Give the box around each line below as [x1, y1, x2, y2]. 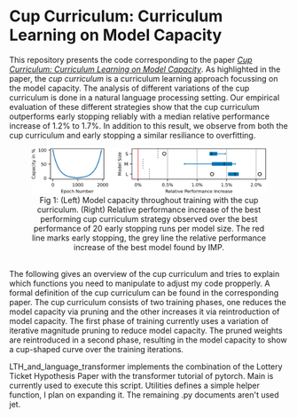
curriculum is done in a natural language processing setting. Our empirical [9, 91, 280, 103]
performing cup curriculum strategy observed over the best [40, 213, 258, 224]
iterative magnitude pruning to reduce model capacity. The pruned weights [9, 325, 283, 335]
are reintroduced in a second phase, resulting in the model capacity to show [9, 335, 287, 345]
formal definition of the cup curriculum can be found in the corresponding [9, 287, 279, 298]
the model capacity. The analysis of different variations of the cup [9, 83, 250, 93]
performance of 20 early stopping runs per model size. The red [33, 223, 265, 233]
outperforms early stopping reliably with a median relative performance [9, 111, 270, 122]
